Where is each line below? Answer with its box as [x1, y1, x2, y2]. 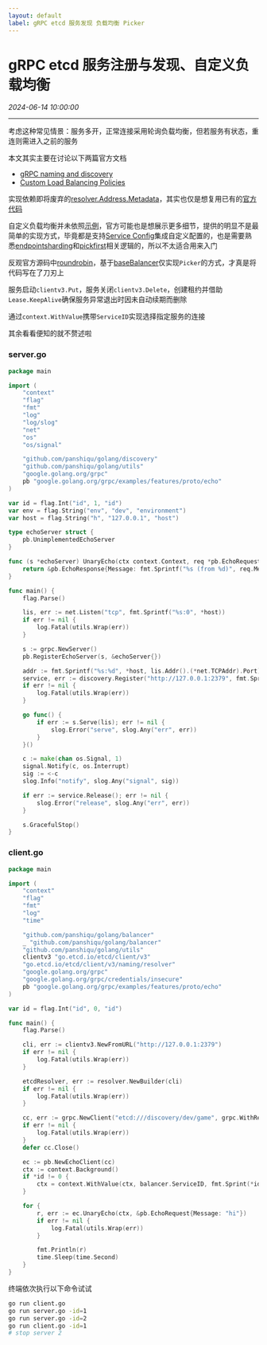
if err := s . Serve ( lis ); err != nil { [37, 718, 165, 726]
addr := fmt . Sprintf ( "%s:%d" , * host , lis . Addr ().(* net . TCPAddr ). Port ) [22, 667, 261, 675]
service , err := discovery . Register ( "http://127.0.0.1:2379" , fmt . [22, 674, 250, 682]
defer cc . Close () [22, 1143, 80, 1151]
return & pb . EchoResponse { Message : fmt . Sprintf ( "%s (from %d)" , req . [22, 565, 254, 573]
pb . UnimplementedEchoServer [22, 535, 115, 544]
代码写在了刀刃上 [8, 268, 64, 277]
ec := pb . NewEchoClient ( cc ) [22, 1158, 115, 1166]
